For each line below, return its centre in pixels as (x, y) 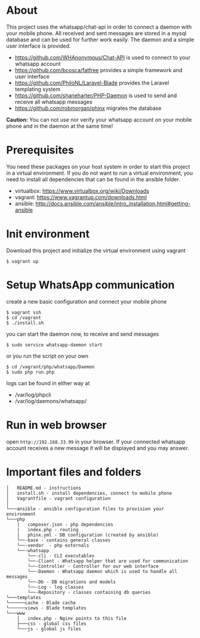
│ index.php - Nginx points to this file (72, 618)
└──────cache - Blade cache (41, 603)
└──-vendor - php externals (53, 545)
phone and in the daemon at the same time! (60, 126)
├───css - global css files (52, 624)
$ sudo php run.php (30, 372)
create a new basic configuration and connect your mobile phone (87, 301)
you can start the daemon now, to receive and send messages (83, 334)
